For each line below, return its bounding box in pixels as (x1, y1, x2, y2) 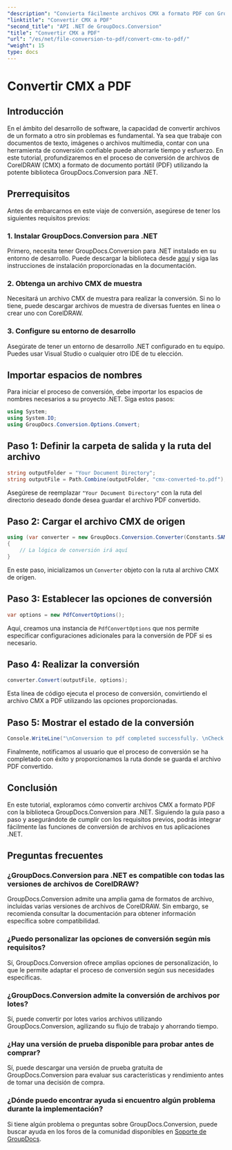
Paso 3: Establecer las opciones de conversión (7, 593, 213, 605)
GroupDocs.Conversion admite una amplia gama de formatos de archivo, (7, 895, 214, 903)
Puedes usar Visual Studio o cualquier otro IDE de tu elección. (7, 349, 184, 358)
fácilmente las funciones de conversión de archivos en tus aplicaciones (7, 823, 211, 831)
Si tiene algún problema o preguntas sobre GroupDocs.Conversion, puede (7, 1120, 217, 1128)
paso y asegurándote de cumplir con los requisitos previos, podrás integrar (7, 815, 221, 823)
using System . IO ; (7, 415, 57, 422)
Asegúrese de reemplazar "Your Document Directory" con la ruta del (7, 488, 202, 497)
